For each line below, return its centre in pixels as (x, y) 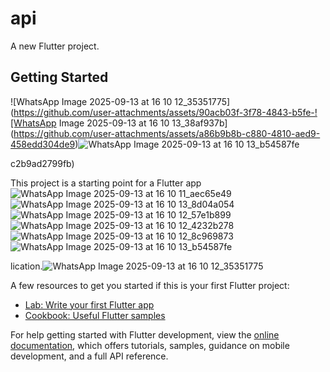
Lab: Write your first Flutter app (89, 304)
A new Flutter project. (55, 46)
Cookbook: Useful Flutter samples (95, 315)
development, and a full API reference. (89, 356)
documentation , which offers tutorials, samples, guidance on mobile (150, 345)
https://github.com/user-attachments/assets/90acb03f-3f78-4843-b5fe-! (165, 112)
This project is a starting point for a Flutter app (106, 183)
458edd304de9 (43, 144)
